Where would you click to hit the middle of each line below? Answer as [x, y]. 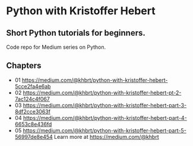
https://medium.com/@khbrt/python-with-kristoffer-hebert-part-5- [105, 130]
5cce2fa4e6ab [33, 86]
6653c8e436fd [33, 124]
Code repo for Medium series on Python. [56, 47]
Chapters [24, 66]
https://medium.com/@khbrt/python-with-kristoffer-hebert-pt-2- [102, 93]
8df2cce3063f [32, 112]
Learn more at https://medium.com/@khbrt [106, 137]
